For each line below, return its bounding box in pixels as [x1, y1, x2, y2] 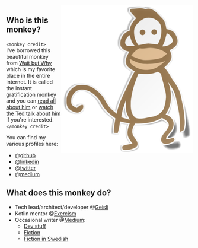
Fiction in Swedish [23, 235, 69, 242]
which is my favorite [6, 65, 55, 72]
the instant [6, 84, 33, 91]
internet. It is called [6, 78, 53, 85]
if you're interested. [6, 116, 55, 123]
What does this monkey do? [6, 188, 111, 198]
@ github [14, 151, 36, 158]
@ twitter [14, 164, 36, 171]
